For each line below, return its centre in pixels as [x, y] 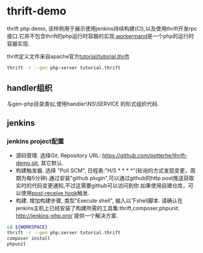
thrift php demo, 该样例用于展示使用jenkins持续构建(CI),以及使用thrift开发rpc [102, 28]
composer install [29, 239]
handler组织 [30, 88]
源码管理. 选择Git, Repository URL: [58, 155]
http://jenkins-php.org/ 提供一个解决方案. [67, 216]
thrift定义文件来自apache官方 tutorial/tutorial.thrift [68, 56]
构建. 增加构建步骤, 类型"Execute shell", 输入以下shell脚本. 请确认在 [99, 201]
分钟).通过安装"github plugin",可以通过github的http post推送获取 [114, 178]
